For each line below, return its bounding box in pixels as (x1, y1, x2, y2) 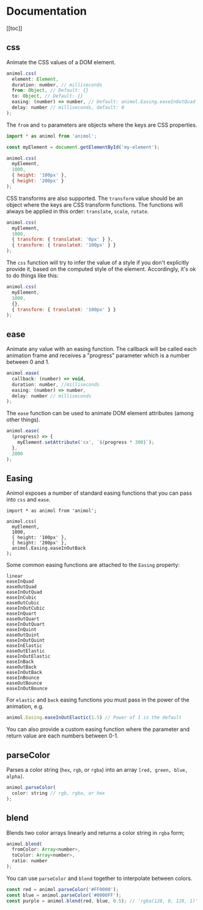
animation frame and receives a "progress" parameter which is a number (6, 352, 190, 359)
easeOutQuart (6, 616, 40, 622)
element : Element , (12, 76, 59, 82)
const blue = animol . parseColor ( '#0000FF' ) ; (6, 892, 122, 898)
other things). (6, 416, 41, 423)
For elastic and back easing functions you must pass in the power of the (6, 696, 190, 704)
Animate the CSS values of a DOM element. (6, 58, 116, 65)
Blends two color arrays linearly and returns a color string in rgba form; (6, 829, 185, 836)
